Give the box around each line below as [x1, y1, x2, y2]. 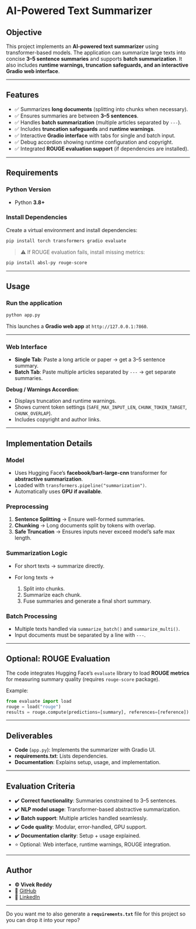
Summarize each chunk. [23, 591, 82, 598]
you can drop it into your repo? [6, 916, 80, 923]
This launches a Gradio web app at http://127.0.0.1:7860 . [6, 323, 148, 330]
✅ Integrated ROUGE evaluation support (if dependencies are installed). [14, 145, 189, 152]
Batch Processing [6, 612, 57, 620]
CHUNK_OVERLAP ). [14, 410, 52, 417]
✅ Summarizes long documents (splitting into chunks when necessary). [14, 105, 188, 112]
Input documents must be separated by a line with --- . [14, 631, 146, 638]
